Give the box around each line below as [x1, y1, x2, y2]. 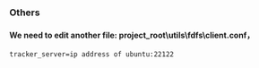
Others [9, 6, 40, 19]
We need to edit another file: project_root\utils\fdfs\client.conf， [9, 30, 255, 40]
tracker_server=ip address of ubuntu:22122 [9, 50, 175, 59]
